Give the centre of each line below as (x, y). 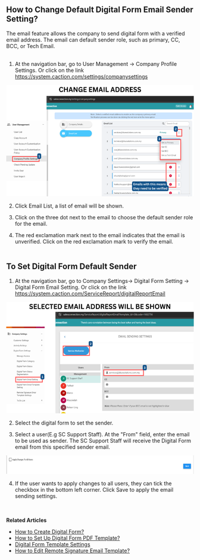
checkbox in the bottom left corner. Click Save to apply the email (94, 489)
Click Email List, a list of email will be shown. (69, 206)
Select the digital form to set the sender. (64, 423)
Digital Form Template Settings (52, 544)
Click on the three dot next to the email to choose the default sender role (104, 217)
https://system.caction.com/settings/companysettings (81, 76)
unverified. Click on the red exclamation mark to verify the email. (94, 241)
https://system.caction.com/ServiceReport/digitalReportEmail (90, 293)
